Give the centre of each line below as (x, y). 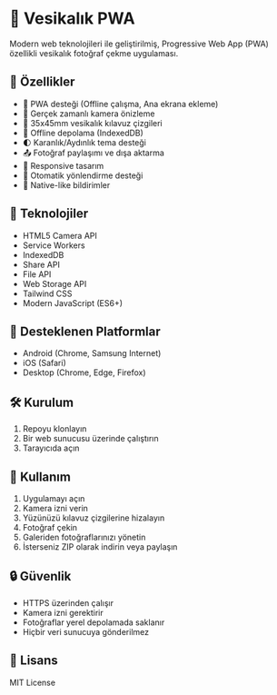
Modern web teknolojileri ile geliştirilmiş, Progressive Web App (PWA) (139, 44)
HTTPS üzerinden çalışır (68, 602)
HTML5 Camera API (59, 235)
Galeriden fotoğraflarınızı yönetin (84, 537)
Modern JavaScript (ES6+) (73, 303)
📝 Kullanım (40, 477)
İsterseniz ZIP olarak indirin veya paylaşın (100, 547)
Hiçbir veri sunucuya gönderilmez (86, 631)
